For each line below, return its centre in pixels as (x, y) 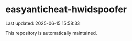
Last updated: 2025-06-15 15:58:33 (43, 23)
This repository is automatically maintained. (51, 33)
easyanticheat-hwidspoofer (66, 9)
